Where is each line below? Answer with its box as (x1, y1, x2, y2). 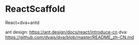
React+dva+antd (5, 20, 40, 25)
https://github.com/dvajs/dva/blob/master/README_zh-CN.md (5, 34, 135, 40)
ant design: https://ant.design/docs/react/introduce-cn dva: (5, 29, 128, 35)
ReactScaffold (5, 3, 66, 15)
